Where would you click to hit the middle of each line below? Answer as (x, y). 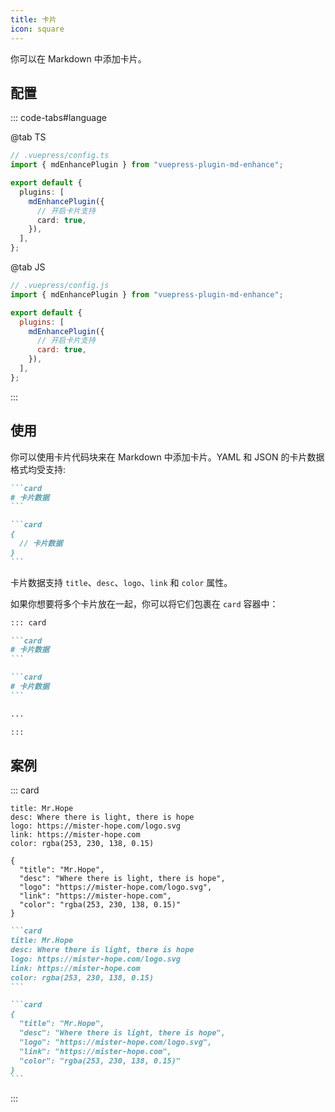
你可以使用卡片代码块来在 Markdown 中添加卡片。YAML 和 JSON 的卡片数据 (167, 457)
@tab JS (28, 267)
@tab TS (28, 137)
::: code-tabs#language (58, 118)
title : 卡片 (33, 19)
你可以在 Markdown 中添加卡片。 (78, 58)
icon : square (37, 29)
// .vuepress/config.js (60, 286)
